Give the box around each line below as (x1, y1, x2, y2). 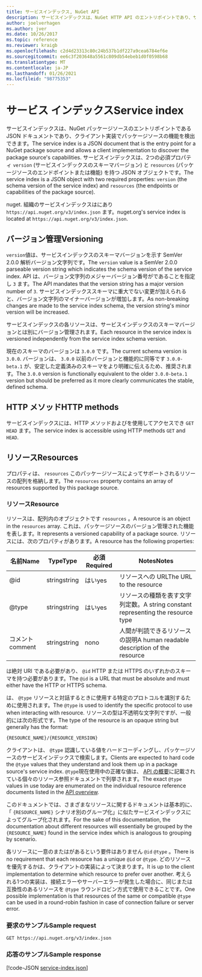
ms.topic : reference (6, 37, 58, 43)
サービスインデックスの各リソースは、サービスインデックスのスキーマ (6, 320, 180, 328)
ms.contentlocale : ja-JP (6, 64, 69, 71)
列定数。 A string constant (119, 600, 192, 609)
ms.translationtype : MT (6, 59, 66, 65)
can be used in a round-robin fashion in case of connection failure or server (6, 898, 194, 906)
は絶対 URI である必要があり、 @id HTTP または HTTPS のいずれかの (6, 667, 176, 674)
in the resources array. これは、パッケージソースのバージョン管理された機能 (6, 522, 194, 530)
